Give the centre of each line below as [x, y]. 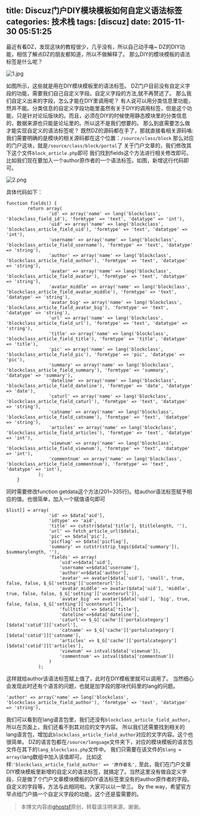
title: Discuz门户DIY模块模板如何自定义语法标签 [94, 11]
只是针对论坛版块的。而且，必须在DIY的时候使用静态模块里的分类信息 [102, 116]
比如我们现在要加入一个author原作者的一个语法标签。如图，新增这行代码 [95, 160]
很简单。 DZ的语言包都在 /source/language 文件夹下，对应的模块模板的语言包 [100, 741]
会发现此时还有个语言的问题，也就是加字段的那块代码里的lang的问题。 [92, 686]
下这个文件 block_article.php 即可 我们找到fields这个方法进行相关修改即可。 [99, 153]
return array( [45, 208]
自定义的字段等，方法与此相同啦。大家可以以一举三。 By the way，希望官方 [99, 786]
